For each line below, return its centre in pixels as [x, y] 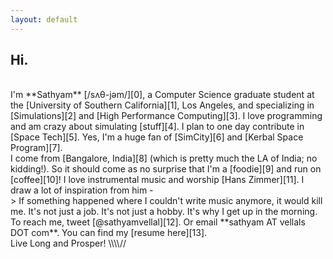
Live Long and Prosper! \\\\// [68, 243]
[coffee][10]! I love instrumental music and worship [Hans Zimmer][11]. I [157, 180]
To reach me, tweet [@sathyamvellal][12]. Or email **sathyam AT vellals [158, 222]
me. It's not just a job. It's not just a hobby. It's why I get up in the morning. [164, 212]
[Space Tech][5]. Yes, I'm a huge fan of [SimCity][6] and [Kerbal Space [157, 137]
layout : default [44, 19]
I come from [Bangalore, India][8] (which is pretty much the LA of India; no [164, 158]
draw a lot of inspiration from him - [82, 190]
